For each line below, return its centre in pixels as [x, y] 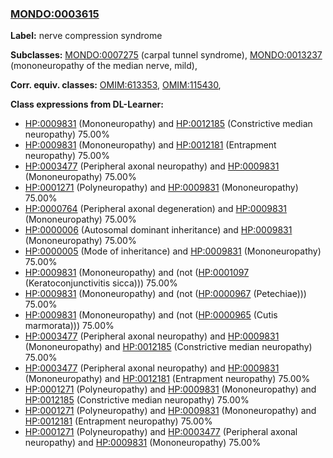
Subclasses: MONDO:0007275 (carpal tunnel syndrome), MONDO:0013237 [166, 55]
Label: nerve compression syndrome [86, 36]
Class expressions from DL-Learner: [87, 104]
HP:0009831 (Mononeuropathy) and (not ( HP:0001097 [137, 273]
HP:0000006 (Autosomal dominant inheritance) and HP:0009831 [158, 230]
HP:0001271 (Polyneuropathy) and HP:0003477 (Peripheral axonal [161, 432]
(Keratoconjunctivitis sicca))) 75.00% [101, 283]
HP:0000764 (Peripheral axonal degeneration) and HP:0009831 [155, 209]
